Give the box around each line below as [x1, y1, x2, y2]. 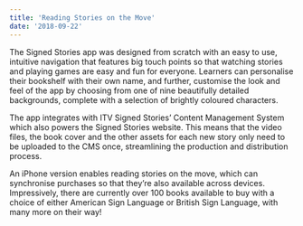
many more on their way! [9, 206, 102, 217]
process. [9, 150, 43, 161]
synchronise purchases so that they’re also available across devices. [9, 177, 265, 188]
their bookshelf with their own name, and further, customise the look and [9, 75, 280, 86]
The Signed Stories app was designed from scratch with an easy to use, [9, 46, 278, 57]
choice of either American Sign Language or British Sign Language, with [9, 196, 279, 208]
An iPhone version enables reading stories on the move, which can [9, 168, 259, 179]
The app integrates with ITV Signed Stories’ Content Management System [9, 112, 285, 123]
